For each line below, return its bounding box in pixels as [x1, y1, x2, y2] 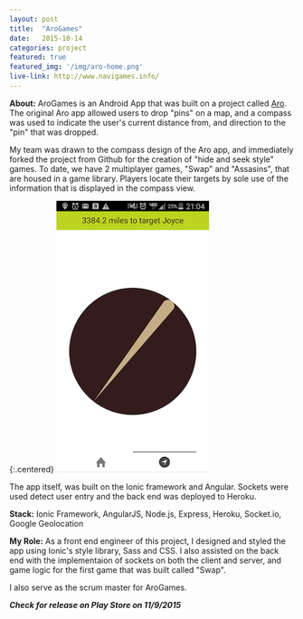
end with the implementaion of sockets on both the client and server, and [9, 555, 282, 566]
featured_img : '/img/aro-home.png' [9, 62, 144, 71]
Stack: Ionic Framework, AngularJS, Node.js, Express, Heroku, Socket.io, [9, 508, 282, 519]
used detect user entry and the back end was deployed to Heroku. [9, 490, 257, 501]
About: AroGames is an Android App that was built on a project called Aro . [9, 98, 288, 109]
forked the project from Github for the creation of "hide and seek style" [9, 154, 274, 165]
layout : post [9, 14, 59, 24]
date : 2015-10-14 [9, 33, 83, 43]
